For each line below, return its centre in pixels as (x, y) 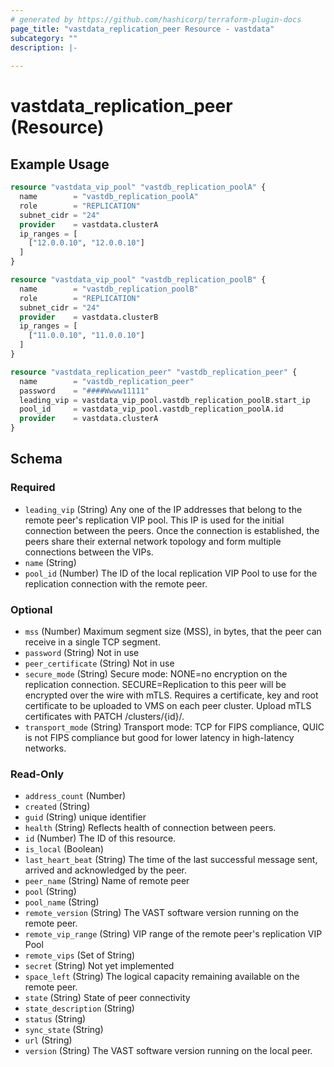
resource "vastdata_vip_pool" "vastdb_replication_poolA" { (138, 187)
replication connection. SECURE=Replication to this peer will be (155, 684)
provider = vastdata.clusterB (89, 317)
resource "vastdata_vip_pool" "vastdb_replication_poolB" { (138, 280)
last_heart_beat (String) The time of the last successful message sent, (171, 860)
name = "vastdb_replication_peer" (107, 381)
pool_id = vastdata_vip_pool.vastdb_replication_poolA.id (151, 409)
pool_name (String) (62, 902)
